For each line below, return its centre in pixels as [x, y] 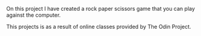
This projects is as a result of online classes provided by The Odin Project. [99, 27]
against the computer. [34, 15]
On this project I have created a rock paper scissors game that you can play [101, 9]
